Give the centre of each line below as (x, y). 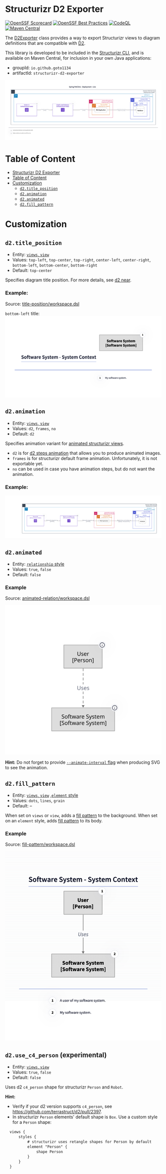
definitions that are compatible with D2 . (45, 43)
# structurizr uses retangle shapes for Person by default (89, 1142)
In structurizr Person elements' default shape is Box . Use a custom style (85, 1117)
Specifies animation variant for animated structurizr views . (65, 443)
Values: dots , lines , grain (39, 801)
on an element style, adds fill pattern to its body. (54, 821)
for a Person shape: (32, 1122)
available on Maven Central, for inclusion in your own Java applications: (78, 58)
